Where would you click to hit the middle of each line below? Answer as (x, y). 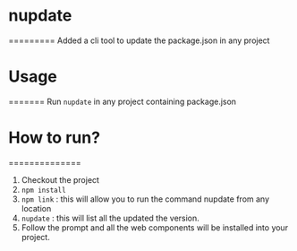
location (36, 208)
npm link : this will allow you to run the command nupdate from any (145, 199)
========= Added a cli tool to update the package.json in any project (139, 40)
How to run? (54, 138)
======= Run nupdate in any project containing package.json (123, 101)
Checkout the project (60, 179)
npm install (43, 190)
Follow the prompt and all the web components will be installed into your (154, 227)
